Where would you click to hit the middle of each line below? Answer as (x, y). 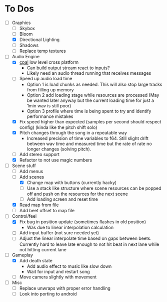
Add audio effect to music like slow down (69, 266)
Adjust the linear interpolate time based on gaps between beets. (85, 238)
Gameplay (22, 255)
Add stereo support (39, 154)
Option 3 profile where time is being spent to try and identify (89, 111)
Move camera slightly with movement (58, 277)
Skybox (27, 28)
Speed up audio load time (46, 79)
